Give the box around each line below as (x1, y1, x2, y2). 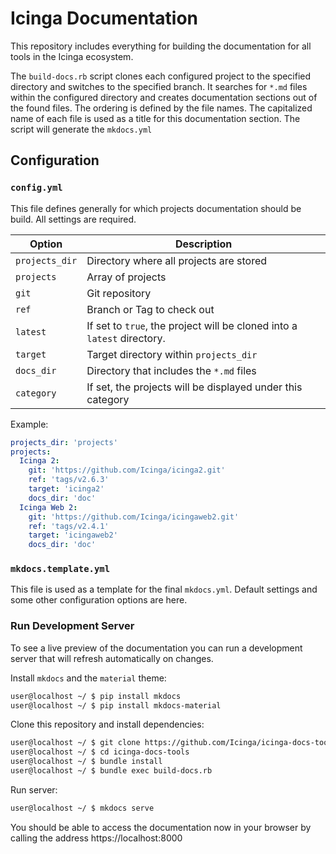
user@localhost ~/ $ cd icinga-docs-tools (10, 747, 190, 757)
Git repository (86, 286, 152, 300)
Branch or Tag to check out (86, 302, 215, 316)
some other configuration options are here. (10, 594, 188, 606)
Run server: (10, 783, 58, 796)
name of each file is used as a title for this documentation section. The (10, 112, 301, 124)
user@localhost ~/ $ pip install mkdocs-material (10, 700, 222, 711)
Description (174, 237, 233, 251)
